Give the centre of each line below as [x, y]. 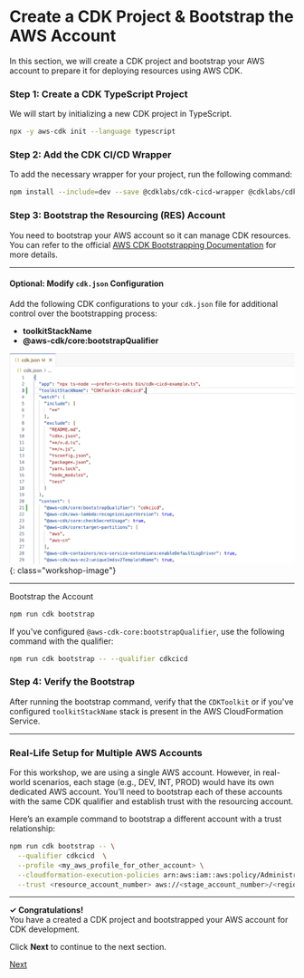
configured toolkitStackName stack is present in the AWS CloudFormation [147, 711]
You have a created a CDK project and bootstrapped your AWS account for [149, 920]
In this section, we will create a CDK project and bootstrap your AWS [137, 61]
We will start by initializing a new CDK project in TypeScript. [121, 114]
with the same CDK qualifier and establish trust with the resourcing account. [152, 801]
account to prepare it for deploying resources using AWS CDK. [126, 71]
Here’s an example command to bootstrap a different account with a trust [146, 819]
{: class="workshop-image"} [63, 570]
